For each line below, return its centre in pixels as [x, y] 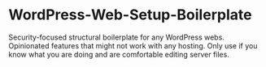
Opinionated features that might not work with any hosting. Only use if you [133, 45]
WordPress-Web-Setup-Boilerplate [130, 15]
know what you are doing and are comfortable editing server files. [119, 54]
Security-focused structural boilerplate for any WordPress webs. [117, 37]
